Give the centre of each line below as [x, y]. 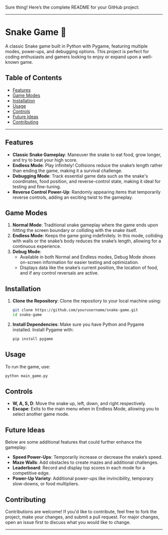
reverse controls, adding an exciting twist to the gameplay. [73, 197]
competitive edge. [31, 473]
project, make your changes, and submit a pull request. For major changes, [82, 517]
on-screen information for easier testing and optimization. [79, 262]
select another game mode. [41, 414]
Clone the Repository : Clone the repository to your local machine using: [87, 301]
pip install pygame [33, 339]
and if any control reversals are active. [59, 273]
